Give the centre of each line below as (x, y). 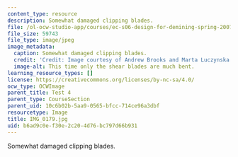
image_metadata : (31, 47)
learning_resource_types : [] (50, 73)
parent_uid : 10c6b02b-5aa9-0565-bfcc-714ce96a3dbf (84, 106)
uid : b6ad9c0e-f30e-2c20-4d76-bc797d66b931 (73, 126)
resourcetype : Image (38, 112)
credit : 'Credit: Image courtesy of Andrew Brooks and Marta (106, 60)
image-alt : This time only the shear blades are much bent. (104, 66)
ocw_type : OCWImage (36, 86)
